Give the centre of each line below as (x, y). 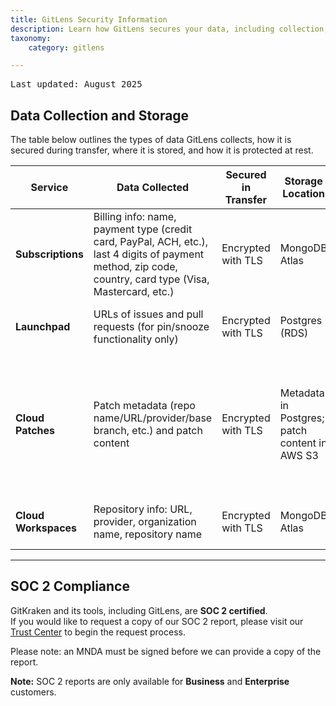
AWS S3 (299, 456)
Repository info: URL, (143, 509)
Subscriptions (49, 254)
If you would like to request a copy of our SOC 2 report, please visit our (157, 621)
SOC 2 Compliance (70, 586)
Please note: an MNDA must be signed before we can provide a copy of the (166, 651)
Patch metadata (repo (144, 406)
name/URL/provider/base (153, 418)
